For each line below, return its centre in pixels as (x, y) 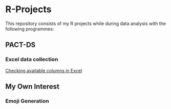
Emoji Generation (27, 101)
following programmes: (30, 29)
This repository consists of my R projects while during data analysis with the (86, 23)
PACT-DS (20, 45)
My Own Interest (33, 87)
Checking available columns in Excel (44, 70)
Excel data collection (32, 60)
